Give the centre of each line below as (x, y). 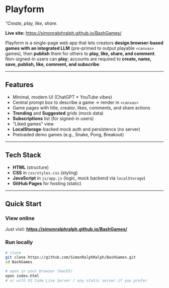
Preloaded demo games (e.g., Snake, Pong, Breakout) (68, 134)
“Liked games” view (33, 124)
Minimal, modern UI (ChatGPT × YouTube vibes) (62, 97)
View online (20, 218)
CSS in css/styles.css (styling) (45, 172)
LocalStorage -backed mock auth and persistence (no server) (76, 129)
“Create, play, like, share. (31, 23)
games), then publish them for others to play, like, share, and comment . (80, 53)
